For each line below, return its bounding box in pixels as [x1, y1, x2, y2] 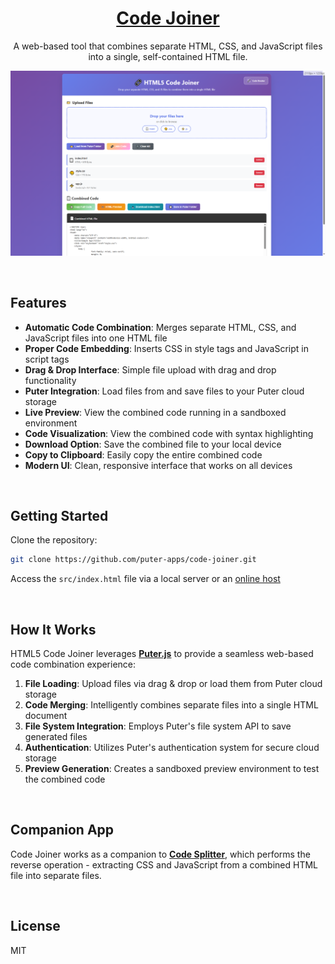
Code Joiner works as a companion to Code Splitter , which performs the [10, 848, 311, 860]
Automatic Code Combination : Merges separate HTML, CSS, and [24, 321, 297, 333]
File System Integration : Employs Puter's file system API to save [24, 720, 292, 732]
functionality [24, 374, 77, 386]
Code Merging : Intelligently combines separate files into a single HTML [24, 699, 319, 711]
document [24, 710, 68, 722]
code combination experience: [10, 658, 137, 671]
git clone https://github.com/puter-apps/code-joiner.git [10, 555, 257, 565]
